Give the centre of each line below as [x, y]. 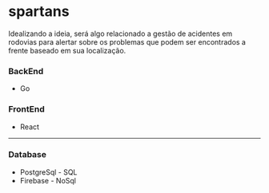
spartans [39, 12]
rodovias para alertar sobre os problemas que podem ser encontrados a [127, 41]
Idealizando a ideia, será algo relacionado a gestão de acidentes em [120, 33]
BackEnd [26, 71]
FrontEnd [27, 109]
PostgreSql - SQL [48, 172]
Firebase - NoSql [48, 180]
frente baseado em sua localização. [67, 50]
